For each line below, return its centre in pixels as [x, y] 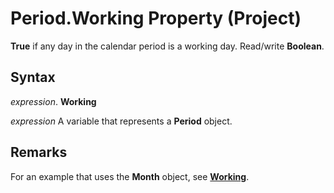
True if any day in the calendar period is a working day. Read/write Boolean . [167, 46]
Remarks [39, 152]
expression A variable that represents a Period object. [121, 121]
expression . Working [53, 101]
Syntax [33, 77]
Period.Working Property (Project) [156, 18]
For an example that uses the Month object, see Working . [130, 176]
